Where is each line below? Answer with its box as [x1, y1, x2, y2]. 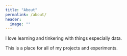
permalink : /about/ [5, 12, 47, 17]
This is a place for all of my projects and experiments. [5, 45, 118, 51]
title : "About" [5, 7, 38, 13]
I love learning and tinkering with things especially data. [5, 35, 122, 41]
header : [5, 17, 22, 22]
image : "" [10, 21, 31, 27]
